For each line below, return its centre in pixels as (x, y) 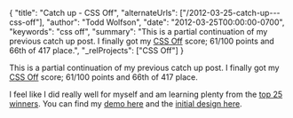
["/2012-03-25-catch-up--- (230, 13)
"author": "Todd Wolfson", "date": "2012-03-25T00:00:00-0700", (166, 22)
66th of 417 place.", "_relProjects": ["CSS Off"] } (97, 51)
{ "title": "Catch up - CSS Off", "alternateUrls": (94, 13)
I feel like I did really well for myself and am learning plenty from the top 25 (146, 94)
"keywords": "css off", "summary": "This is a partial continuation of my (139, 31)
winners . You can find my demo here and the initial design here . (126, 104)
